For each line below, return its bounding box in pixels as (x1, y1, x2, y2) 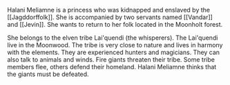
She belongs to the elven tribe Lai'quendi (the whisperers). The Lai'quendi (7, 34, 218, 42)
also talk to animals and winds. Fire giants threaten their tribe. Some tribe (7, 56, 215, 64)
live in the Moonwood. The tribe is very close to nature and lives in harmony (7, 41, 223, 49)
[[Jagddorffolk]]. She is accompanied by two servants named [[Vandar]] (7, 13, 213, 21)
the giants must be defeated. (7, 70, 89, 78)
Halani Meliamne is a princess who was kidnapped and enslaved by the (7, 6, 211, 14)
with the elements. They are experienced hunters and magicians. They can (7, 48, 220, 56)
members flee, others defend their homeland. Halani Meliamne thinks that (7, 63, 217, 71)
